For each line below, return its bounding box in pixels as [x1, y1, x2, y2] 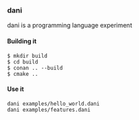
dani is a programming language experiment [7, 21, 133, 30]
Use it [7, 85, 24, 93]
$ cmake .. [7, 70, 39, 77]
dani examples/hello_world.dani [7, 100, 100, 107]
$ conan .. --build [7, 64, 63, 71]
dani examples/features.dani [7, 106, 91, 113]
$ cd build [7, 58, 39, 66]
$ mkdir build [7, 52, 48, 59]
